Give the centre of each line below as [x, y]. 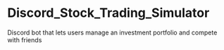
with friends [25, 39]
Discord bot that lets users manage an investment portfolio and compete [112, 32]
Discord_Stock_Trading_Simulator [108, 13]
